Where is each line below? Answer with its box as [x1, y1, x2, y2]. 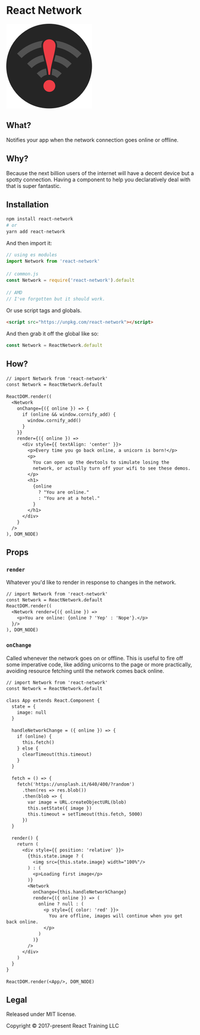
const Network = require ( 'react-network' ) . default [6, 277, 135, 283]
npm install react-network [6, 216, 73, 222]
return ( [17, 841, 39, 847]
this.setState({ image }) [27, 805, 93, 811]
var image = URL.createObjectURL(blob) [27, 799, 127, 805]
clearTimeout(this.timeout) [21, 751, 93, 757]
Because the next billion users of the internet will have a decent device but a [6, 169, 194, 176]
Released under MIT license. [6, 1010, 76, 1018]
